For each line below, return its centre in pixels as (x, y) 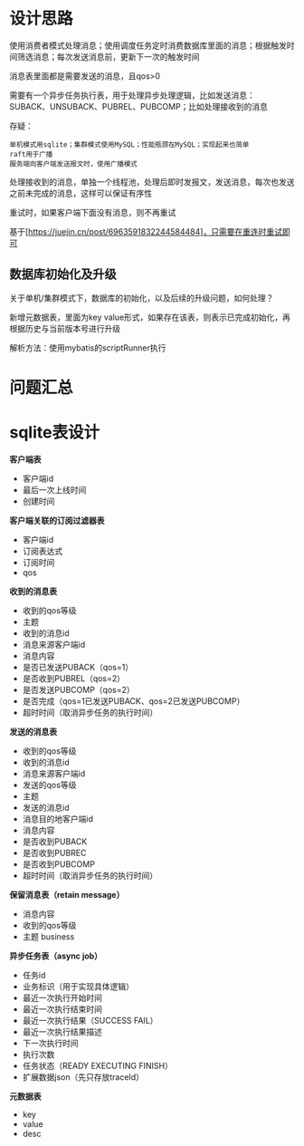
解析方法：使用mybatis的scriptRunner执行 (88, 347)
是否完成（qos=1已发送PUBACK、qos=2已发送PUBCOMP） (133, 701)
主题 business (48, 936)
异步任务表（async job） (56, 956)
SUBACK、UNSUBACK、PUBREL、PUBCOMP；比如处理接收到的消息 (139, 106)
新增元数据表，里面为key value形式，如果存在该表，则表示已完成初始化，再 (150, 317)
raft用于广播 (31, 154)
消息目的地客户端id (57, 819)
